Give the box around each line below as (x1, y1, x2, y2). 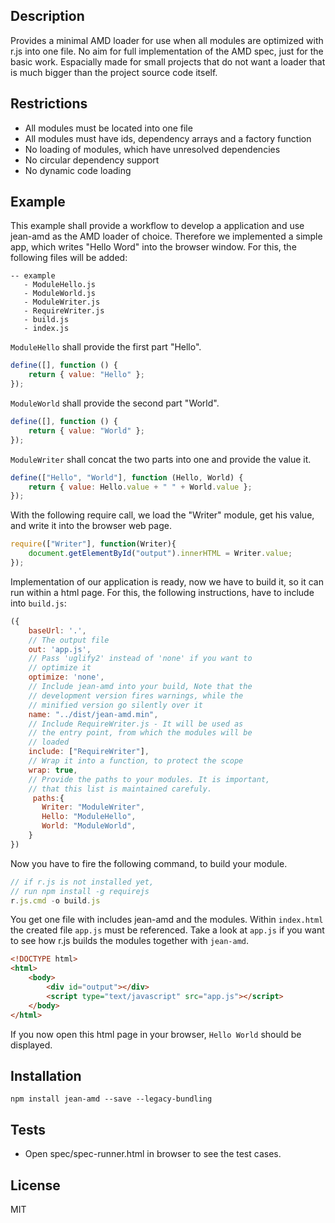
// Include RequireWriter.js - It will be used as (28, 719, 244, 729)
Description (10, 8, 85, 25)
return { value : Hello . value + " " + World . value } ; (28, 482, 253, 492)
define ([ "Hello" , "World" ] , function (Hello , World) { (10, 472, 244, 483)
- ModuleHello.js (23, 280, 97, 290)
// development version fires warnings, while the (28, 690, 244, 701)
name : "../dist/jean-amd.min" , (28, 709, 159, 719)
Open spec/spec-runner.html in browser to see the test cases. (24, 1148, 282, 1160)
